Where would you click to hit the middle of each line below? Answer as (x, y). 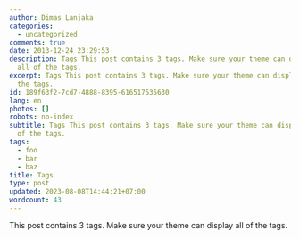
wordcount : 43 (36, 200)
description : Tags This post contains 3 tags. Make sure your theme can (147, 59)
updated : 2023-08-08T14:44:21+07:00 (77, 192)
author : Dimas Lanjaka (51, 17)
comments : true (37, 42)
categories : (31, 26)
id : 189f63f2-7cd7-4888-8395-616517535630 (89, 92)
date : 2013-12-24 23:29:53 (59, 51)
